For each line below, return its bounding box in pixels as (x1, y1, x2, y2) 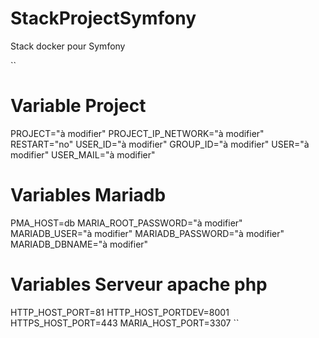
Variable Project (10, 95, 147, 117)
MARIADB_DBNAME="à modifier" (10, 238, 149, 250)
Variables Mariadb (10, 184, 167, 207)
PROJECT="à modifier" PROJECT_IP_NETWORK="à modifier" (10, 127, 265, 139)
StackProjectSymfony (10, 7, 197, 30)
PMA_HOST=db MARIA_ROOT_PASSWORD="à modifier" (10, 217, 243, 229)
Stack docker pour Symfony (10, 40, 126, 52)
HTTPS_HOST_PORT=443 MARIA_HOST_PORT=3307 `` (10, 317, 240, 329)
